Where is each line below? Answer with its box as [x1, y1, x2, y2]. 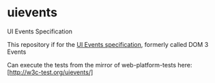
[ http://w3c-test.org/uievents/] [7, 68, 94, 76]
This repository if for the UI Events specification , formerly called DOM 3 [7, 40, 209, 48]
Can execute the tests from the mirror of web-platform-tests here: [7, 61, 192, 69]
